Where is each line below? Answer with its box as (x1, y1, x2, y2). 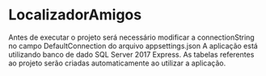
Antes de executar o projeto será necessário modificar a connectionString (8, 32, 255, 42)
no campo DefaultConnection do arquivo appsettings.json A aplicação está (8, 40, 259, 50)
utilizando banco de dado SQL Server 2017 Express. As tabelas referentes (8, 49, 255, 59)
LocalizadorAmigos (8, 6, 142, 24)
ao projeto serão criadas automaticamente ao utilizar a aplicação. (8, 58, 226, 68)
